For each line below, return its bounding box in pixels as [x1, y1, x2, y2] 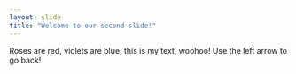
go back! [9, 55, 42, 65]
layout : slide [9, 12, 62, 22]
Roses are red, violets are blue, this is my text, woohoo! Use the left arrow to [9, 45, 288, 55]
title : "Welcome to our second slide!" [9, 21, 157, 30]
